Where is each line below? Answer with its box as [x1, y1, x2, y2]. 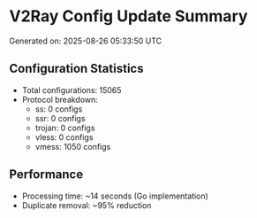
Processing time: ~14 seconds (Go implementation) [21, 191, 209, 201]
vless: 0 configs [34, 131, 94, 143]
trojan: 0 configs [34, 122, 95, 133]
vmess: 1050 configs [34, 141, 111, 152]
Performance [9, 167, 84, 183]
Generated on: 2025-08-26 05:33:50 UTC [9, 35, 163, 46]
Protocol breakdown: [21, 94, 99, 105]
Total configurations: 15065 [21, 84, 122, 95]
